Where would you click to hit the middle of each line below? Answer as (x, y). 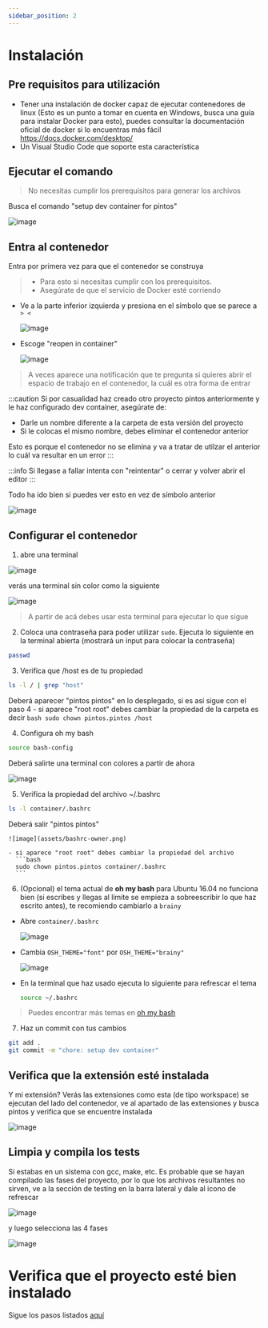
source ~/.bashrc (49, 998)
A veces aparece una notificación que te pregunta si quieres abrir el (140, 375)
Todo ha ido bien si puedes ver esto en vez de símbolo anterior (112, 495)
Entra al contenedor (59, 247)
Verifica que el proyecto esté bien (123, 1276)
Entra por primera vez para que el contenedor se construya (106, 266)
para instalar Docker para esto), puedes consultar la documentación (132, 121)
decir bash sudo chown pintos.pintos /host (80, 718)
